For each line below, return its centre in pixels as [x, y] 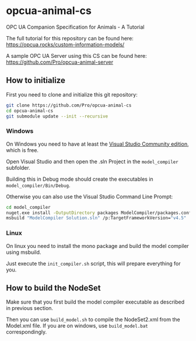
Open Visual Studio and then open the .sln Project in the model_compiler [92, 161]
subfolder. [18, 167]
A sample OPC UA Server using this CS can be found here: [76, 56]
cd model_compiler [28, 207]
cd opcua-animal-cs [30, 111]
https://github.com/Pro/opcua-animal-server [60, 62]
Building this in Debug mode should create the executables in [80, 179]
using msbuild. [24, 252]
